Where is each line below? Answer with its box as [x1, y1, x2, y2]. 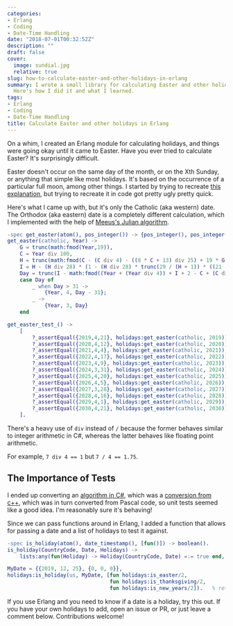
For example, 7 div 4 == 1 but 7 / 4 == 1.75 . [7, 452, 139, 461]
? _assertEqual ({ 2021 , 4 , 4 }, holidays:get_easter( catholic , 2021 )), [32, 347, 228, 354]
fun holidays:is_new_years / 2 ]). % [110, 585, 216, 592]
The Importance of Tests [7, 472, 116, 484]
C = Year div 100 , [19, 251, 73, 258]
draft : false [7, 49, 45, 56]
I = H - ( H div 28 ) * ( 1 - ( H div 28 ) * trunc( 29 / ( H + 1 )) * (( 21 [19, 263, 222, 270]
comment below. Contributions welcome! [7, 612, 125, 620]
